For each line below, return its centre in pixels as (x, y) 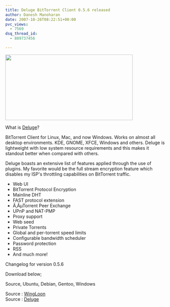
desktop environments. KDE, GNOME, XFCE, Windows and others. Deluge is (85, 143)
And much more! (30, 254)
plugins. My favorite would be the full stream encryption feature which (79, 169)
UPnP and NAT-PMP (34, 211)
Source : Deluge (22, 299)
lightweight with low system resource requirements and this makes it (77, 148)
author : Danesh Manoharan (33, 15)
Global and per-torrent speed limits (49, 233)
